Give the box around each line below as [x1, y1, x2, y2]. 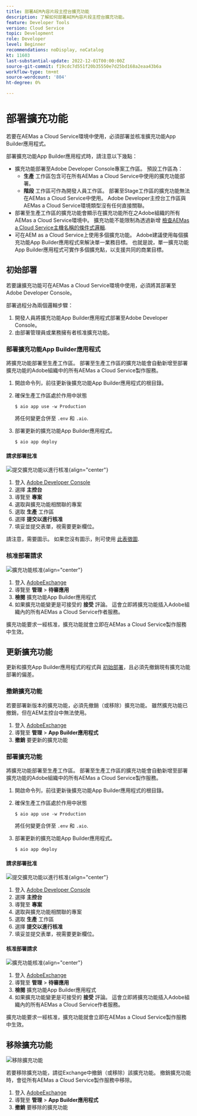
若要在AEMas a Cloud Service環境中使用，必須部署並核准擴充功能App [6, 133, 176, 140]
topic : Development [6, 31, 54, 37]
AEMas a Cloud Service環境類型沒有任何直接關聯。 [23, 201, 148, 209]
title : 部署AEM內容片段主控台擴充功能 [6, 8, 90, 15]
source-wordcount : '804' [6, 74, 67, 80]
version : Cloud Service [6, 25, 65, 31]
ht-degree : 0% [6, 80, 41, 86]
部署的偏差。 [6, 671, 37, 678]
